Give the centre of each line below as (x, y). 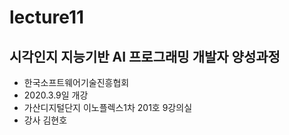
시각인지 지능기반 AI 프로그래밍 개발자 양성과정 (145, 56)
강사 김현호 (45, 120)
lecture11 (47, 17)
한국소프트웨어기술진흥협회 (76, 82)
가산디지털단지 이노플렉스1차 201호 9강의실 (108, 107)
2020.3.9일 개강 (56, 95)
